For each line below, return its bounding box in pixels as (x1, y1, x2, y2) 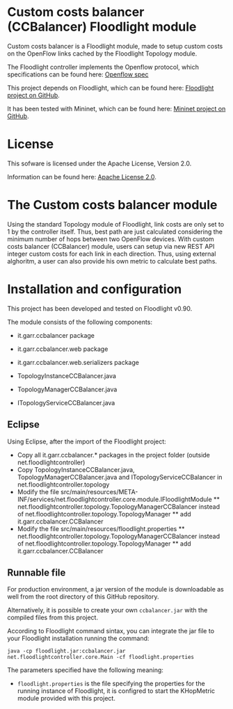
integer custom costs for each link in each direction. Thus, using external (7, 250, 216, 258)
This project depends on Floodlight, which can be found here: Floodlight (7, 83, 214, 92)
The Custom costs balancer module (7, 197, 218, 213)
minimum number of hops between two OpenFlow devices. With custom (7, 234, 214, 243)
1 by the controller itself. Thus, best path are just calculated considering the (7, 227, 223, 236)
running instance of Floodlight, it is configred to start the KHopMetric (17, 687, 216, 695)
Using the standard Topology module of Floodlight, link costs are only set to (7, 220, 225, 228)
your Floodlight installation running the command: (7, 634, 150, 643)
